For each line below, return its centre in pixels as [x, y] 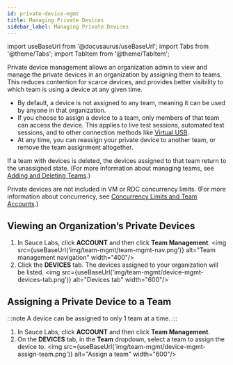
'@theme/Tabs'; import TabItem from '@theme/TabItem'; [88, 54]
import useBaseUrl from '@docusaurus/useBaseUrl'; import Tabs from [108, 47]
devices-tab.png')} [44, 280]
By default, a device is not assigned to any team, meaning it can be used [121, 103]
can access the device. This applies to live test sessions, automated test [121, 125]
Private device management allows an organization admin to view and [107, 68]
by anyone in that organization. [62, 110]
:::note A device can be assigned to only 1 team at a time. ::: [92, 318]
